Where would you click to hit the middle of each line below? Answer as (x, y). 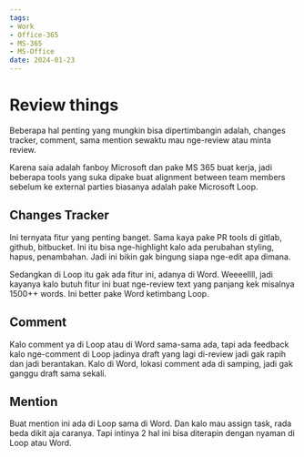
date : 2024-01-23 (42, 60)
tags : (20, 18)
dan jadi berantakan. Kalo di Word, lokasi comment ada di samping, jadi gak (151, 363)
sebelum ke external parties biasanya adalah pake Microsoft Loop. (134, 187)
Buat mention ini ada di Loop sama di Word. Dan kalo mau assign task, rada (151, 423)
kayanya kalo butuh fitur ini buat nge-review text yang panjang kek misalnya (152, 284)
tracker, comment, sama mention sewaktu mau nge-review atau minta (140, 140)
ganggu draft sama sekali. (58, 373)
